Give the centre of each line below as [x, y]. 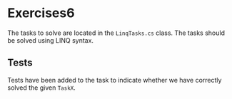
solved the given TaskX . [42, 88]
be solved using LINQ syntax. [51, 40]
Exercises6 [41, 13]
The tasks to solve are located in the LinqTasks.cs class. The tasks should [116, 33]
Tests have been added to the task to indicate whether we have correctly [115, 80]
